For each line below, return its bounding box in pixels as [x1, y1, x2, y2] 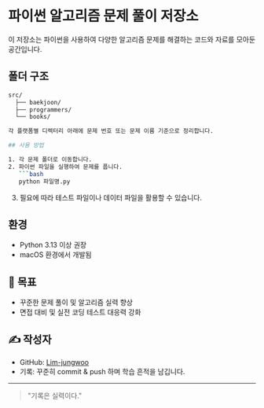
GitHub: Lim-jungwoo [19, 357, 89, 366]
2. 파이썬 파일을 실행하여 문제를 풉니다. [8, 163, 123, 171]
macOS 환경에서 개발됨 [19, 250, 92, 259]
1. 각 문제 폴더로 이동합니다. [8, 156, 93, 164]
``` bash [18, 170, 44, 178]
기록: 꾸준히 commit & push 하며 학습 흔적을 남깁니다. [19, 366, 185, 376]
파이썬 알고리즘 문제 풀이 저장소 [8, 7, 199, 25]
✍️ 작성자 [8, 333, 52, 346]
